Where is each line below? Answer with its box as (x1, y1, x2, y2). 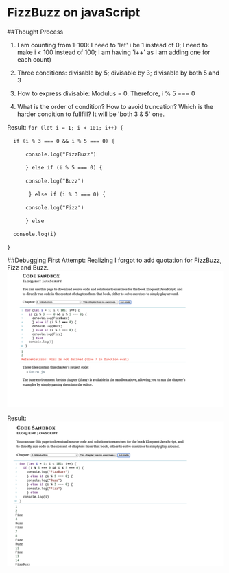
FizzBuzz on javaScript (7, 5, 141, 21)
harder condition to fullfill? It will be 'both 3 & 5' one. (16, 110, 165, 118)
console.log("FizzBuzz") (25, 151, 97, 158)
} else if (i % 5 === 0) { (25, 164, 103, 171)
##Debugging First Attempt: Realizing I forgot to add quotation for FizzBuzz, (7, 256, 222, 264)
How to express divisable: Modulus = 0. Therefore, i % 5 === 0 (16, 89, 195, 97)
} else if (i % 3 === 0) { (28, 191, 106, 198)
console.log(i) (13, 231, 57, 237)
